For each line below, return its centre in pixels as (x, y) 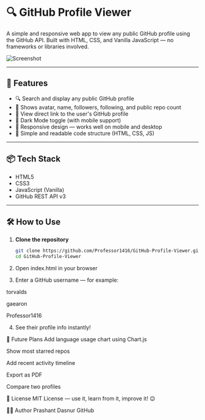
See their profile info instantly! (53, 328)
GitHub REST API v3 (40, 196)
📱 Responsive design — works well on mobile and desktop (88, 127)
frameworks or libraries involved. (48, 46)
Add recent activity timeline (41, 363)
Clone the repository (42, 240)
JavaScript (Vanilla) (40, 190)
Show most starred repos (38, 351)
